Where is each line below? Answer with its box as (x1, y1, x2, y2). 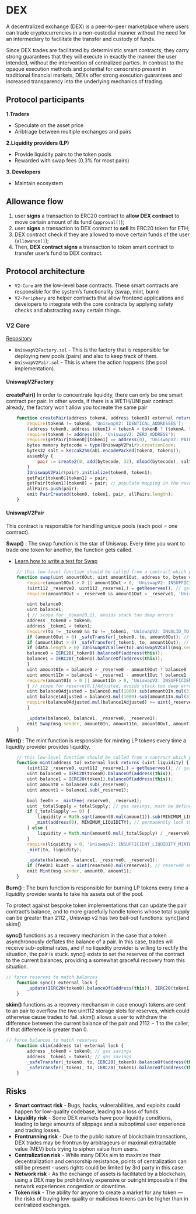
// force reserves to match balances (6, 974, 98, 980)
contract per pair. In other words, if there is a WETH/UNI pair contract (6, 397, 173, 404)
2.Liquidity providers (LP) (6, 139, 69, 146)
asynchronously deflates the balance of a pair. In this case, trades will (6, 938, 174, 945)
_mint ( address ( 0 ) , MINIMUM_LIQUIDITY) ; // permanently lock (34, 820, 184, 826)
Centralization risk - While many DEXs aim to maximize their (14, 1152, 161, 1159)
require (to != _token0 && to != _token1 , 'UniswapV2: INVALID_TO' (27, 628, 192, 635)
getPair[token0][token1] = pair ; (27, 475, 108, 481)
